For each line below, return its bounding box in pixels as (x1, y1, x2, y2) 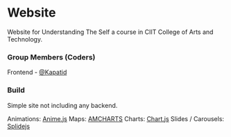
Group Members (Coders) (7, 52, 96, 62)
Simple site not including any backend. (7, 101, 118, 109)
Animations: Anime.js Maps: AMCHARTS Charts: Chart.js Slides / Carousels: (7, 114, 224, 122)
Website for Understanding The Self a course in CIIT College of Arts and (7, 28, 214, 36)
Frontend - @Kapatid (7, 68, 67, 77)
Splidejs (7, 122, 30, 130)
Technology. (7, 35, 43, 43)
